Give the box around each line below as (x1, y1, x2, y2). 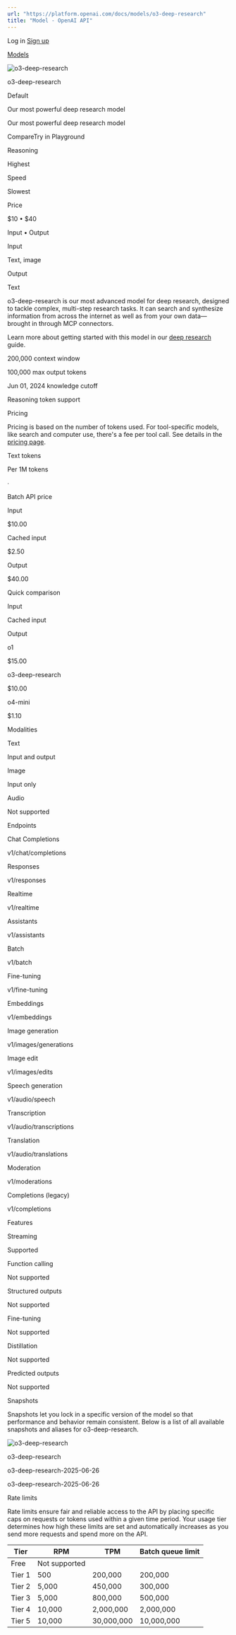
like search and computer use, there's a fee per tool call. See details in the (7, 430, 223, 438)
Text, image (7, 255, 42, 264)
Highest (7, 160, 30, 168)
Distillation (7, 1341, 38, 1350)
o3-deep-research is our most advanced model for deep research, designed (7, 296, 230, 305)
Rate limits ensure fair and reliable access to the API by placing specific (7, 1507, 215, 1516)
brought (7, 319, 30, 327)
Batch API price (7, 492, 53, 500)
